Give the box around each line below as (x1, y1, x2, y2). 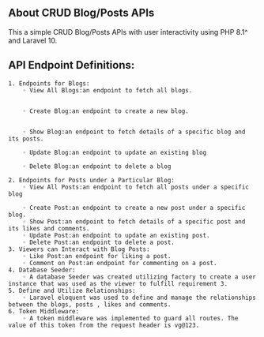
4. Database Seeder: (8, 266, 77, 274)
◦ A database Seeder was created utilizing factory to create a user (22, 272, 257, 281)
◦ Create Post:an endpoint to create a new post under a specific (22, 204, 246, 212)
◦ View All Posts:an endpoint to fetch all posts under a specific (22, 183, 249, 191)
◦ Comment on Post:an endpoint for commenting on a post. (22, 259, 217, 267)
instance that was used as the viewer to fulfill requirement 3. (8, 279, 228, 287)
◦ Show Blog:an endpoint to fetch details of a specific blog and (22, 128, 246, 136)
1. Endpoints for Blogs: (8, 79, 90, 88)
